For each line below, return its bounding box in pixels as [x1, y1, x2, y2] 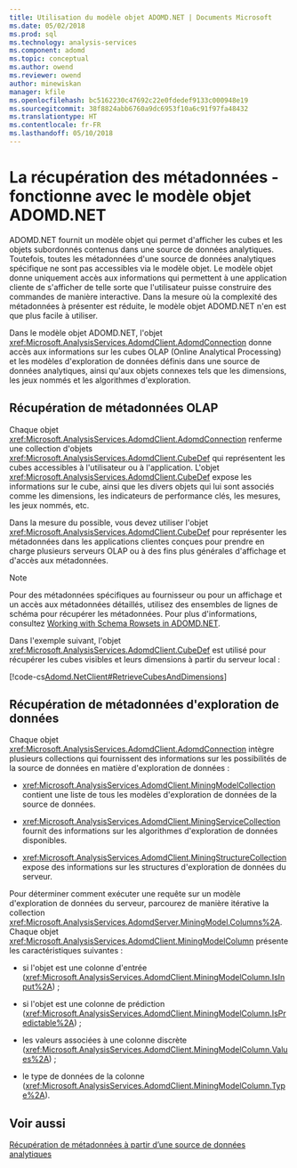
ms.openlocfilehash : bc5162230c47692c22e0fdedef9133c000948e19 [9, 95, 249, 105]
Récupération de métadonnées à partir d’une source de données [9, 1140, 246, 1150]
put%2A [21, 981, 53, 993]
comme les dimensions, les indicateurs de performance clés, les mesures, [9, 491, 281, 501]
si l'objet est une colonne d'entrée [21, 962, 148, 973]
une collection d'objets [9, 442, 93, 454]
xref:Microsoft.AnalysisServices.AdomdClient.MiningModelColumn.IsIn [25, 972, 285, 983]
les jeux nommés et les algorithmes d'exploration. [9, 375, 191, 385]
